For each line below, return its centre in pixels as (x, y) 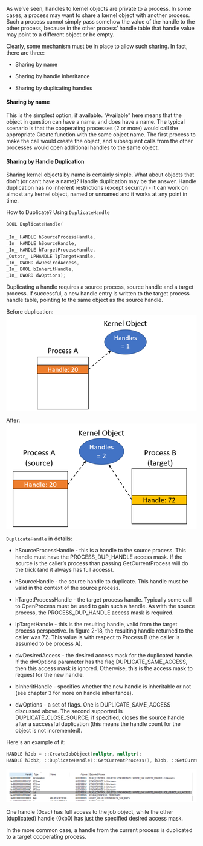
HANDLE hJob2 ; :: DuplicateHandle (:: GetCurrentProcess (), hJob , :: (92, 760)
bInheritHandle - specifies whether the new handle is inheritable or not (103, 687)
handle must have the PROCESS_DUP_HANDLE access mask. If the (99, 557)
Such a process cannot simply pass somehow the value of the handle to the (101, 22)
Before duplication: (30, 312)
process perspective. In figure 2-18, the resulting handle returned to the (104, 631)
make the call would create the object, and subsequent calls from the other (100, 141)
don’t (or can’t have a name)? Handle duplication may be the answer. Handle (101, 181)
